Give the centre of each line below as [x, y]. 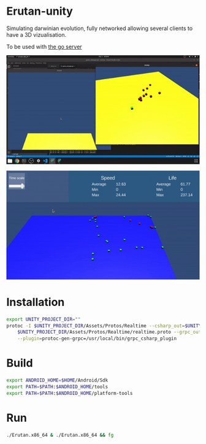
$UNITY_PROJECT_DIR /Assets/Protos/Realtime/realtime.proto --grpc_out [109, 332]
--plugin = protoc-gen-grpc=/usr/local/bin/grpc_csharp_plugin [97, 339]
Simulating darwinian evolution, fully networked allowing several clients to [100, 28]
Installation [36, 302]
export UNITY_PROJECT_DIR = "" [44, 319]
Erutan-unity [40, 11]
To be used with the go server [44, 47]
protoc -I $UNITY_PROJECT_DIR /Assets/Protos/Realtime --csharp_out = [96, 326]
